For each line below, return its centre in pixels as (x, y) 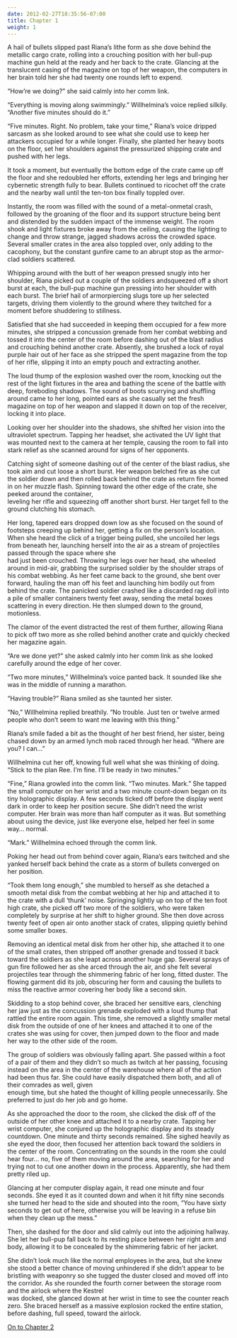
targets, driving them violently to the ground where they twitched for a (110, 303)
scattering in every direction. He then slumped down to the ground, (105, 606)
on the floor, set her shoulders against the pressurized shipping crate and (114, 149)
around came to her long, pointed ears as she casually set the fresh (106, 399)
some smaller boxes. (37, 931)
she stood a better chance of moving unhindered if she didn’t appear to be (116, 1268)
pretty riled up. (29, 1174)
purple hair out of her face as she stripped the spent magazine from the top (117, 355)
